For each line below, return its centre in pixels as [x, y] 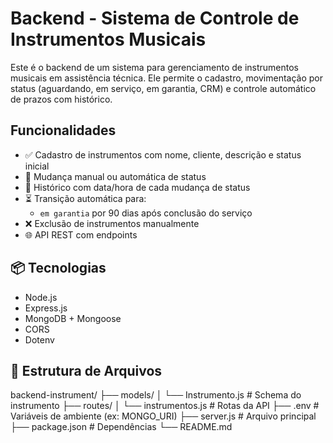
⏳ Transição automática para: [85, 198]
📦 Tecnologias [58, 268]
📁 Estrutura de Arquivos [86, 370]
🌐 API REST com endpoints [81, 234]
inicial [37, 166]
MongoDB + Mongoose [73, 318]
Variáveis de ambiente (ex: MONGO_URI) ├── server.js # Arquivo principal [163, 416]
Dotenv [39, 339]
